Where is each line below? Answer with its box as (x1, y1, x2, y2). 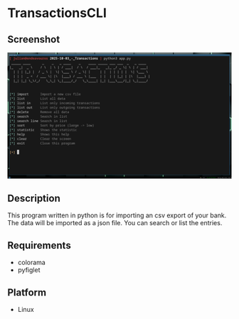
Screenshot (7, 33, 60, 45)
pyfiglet (17, 266, 41, 274)
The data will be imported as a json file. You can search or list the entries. (7, 219, 223, 227)
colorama (17, 258, 46, 267)
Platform (7, 286, 47, 298)
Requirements (7, 239, 71, 252)
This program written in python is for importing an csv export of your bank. (7, 211, 227, 220)
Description (7, 192, 60, 204)
